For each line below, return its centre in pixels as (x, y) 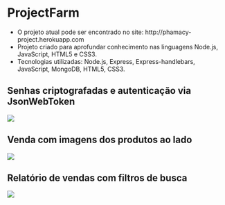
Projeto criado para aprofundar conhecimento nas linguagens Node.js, (118, 47)
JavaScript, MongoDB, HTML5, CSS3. (71, 69)
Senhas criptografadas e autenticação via (99, 91)
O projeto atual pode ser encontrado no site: (80, 32)
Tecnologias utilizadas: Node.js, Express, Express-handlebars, (106, 61)
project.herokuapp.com (51, 39)
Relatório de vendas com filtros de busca (97, 178)
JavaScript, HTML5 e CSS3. (57, 54)
